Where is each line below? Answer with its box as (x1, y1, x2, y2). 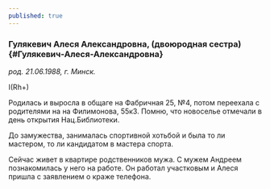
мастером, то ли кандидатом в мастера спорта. (8, 138, 174, 149)
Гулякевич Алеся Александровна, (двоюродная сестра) (8, 38, 242, 49)
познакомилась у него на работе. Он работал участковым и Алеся (8, 162, 239, 173)
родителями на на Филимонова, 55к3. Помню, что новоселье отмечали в (8, 106, 262, 116)
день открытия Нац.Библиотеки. (8, 114, 120, 125)
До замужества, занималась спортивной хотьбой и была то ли (8, 130, 226, 140)
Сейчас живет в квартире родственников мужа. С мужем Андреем (8, 154, 242, 164)
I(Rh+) (8, 82, 30, 92)
